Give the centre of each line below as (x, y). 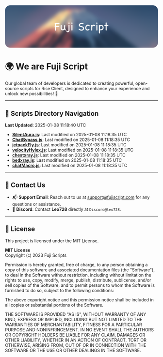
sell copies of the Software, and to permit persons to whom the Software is (80, 285)
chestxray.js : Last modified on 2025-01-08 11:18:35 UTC (69, 155)
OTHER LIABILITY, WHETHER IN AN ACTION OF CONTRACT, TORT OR (76, 340)
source (12, 89)
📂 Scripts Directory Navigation (52, 114)
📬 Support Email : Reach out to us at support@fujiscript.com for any (81, 197)
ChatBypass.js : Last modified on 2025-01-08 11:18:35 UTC (71, 140)
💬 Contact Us (25, 185)
